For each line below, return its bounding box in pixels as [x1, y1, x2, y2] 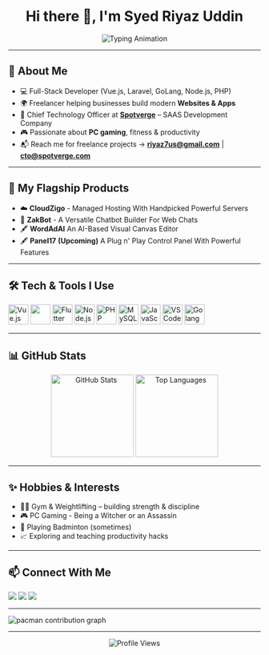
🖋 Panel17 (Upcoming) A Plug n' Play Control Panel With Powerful [19, 235, 242, 245]
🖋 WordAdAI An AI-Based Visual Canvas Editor [19, 223, 179, 233]
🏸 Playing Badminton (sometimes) [19, 522, 132, 532]
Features [19, 247, 50, 257]
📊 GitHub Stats [8, 348, 86, 363]
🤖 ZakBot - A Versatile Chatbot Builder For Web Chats [19, 215, 199, 224]
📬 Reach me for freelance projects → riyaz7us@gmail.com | [19, 139, 224, 149]
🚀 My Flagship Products [8, 182, 130, 195]
